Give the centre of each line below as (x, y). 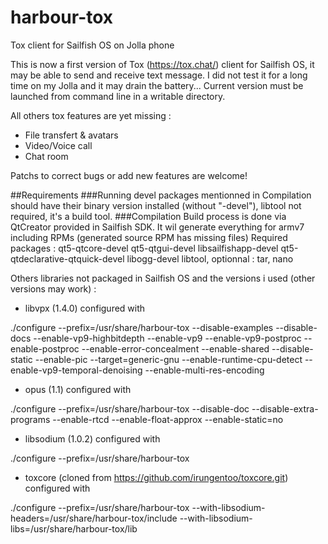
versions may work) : (53, 288)
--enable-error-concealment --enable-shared (175, 348)
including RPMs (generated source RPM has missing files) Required (149, 237)
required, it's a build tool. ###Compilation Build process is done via (148, 216)
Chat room (46, 156)
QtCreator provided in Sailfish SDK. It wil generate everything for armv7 (157, 227)
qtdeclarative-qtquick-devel (67, 258)
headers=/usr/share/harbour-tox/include (94, 518)
